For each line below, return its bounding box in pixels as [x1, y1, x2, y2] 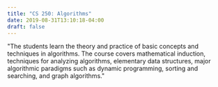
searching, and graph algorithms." [7, 72, 105, 80]
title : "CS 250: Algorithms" [7, 10, 92, 17]
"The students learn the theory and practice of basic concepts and [7, 42, 198, 51]
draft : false [7, 23, 45, 30]
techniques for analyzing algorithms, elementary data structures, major [7, 57, 211, 65]
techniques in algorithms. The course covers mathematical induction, [7, 49, 206, 58]
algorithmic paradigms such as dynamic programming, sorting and [7, 64, 198, 73]
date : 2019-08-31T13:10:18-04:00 [7, 17, 104, 24]
